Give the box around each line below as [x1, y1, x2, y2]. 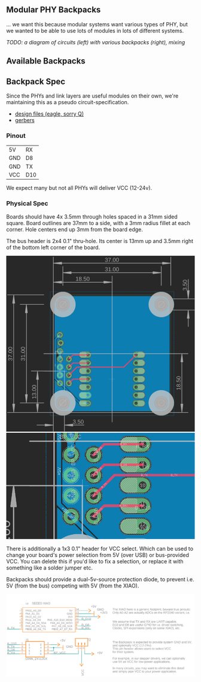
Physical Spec [6, 199, 48, 208]
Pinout [6, 131, 26, 140]
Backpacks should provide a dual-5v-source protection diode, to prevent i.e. [6, 576, 194, 583]
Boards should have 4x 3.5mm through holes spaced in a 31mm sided [6, 213, 178, 220]
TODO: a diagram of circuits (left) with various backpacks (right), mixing [6, 38, 185, 46]
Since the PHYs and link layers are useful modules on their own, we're [6, 92, 179, 99]
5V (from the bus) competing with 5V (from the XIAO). [6, 582, 139, 589]
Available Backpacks [6, 56, 86, 66]
